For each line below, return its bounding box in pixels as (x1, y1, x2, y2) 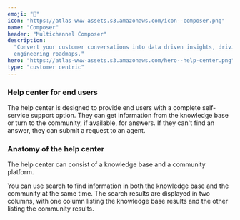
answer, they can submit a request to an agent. (7, 126, 146, 134)
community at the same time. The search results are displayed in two (7, 189, 211, 198)
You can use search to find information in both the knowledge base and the (7, 181, 229, 190)
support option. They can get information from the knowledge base (31, 111, 229, 119)
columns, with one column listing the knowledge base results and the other (7, 197, 229, 206)
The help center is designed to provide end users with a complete (7, 103, 201, 111)
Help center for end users (7, 87, 99, 97)
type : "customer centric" (7, 64, 84, 71)
